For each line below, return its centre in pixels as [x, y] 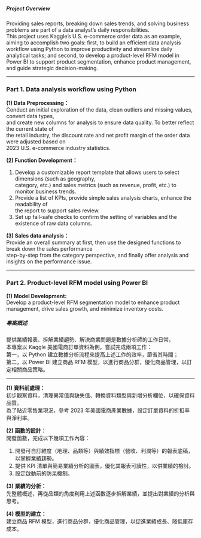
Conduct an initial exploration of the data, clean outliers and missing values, [100, 110]
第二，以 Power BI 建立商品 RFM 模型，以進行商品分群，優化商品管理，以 [97, 362]
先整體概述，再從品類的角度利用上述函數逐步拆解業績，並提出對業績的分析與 [100, 493]
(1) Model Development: [36, 296]
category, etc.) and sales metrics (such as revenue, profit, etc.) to [95, 185]
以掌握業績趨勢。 [36, 458]
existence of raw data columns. [54, 223]
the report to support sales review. [57, 211]
